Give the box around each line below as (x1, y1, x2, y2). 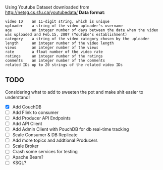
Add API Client (12, 121, 42, 126)
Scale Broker (12, 143, 39, 149)
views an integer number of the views (5, 45, 99, 50)
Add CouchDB (12, 104, 42, 110)
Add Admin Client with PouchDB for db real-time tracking (12, 126, 129, 132)
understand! (5, 94, 30, 100)
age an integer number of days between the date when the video (5, 28, 159, 33)
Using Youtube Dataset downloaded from (5, 4, 90, 10)
